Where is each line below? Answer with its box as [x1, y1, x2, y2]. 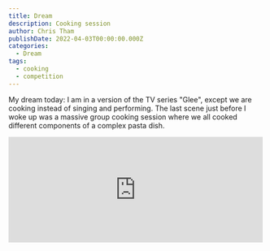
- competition [15, 72, 63, 80]
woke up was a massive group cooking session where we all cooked [8, 111, 237, 122]
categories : [8, 42, 49, 50]
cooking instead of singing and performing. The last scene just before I [8, 103, 246, 113]
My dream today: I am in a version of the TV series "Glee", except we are [8, 94, 252, 104]
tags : [8, 58, 27, 66]
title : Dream [8, 11, 53, 20]
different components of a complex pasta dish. [8, 120, 165, 130]
